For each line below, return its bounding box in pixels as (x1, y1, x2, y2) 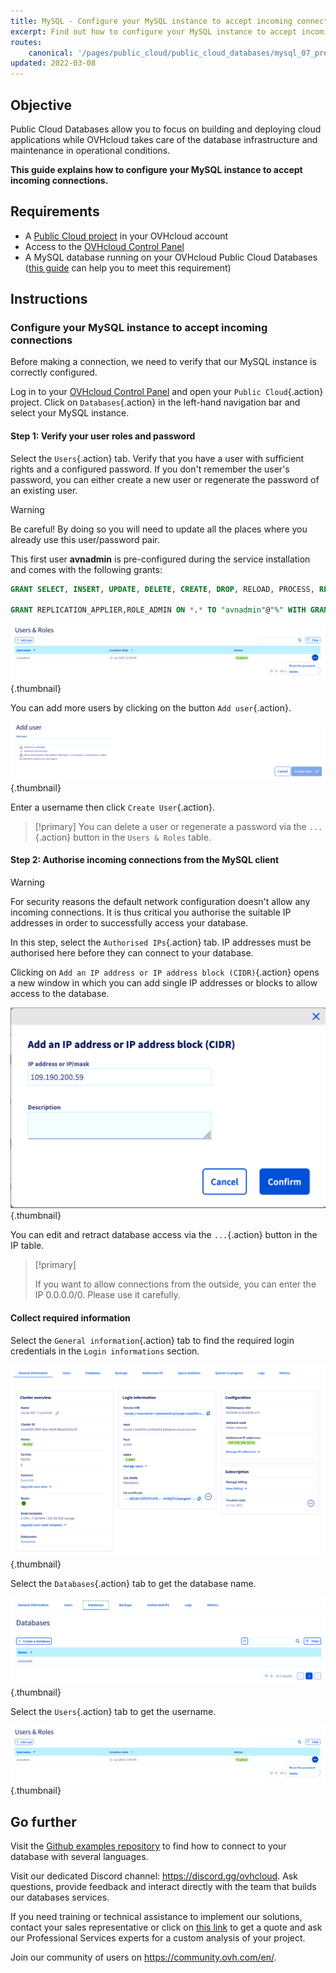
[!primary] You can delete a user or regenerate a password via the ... (34, 820, 323, 832)
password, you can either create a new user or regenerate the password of (10, 473, 320, 485)
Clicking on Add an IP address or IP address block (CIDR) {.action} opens (10, 966, 320, 979)
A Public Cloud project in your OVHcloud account (24, 230, 229, 242)
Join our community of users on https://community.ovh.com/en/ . (10, 1951, 277, 1963)
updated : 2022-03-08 (10, 58, 97, 69)
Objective (10, 96, 73, 114)
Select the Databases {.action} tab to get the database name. (10, 1578, 257, 1590)
